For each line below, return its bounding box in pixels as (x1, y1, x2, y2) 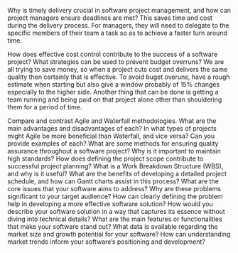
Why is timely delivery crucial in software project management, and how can (7, 6, 232, 14)
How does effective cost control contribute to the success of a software (7, 50, 218, 58)
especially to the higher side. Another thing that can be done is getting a (7, 88, 219, 96)
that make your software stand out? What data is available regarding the (7, 222, 218, 230)
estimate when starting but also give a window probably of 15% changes (7, 80, 220, 88)
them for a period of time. (7, 103, 82, 111)
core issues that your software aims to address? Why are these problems (7, 185, 222, 193)
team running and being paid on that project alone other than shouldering (7, 95, 222, 104)
